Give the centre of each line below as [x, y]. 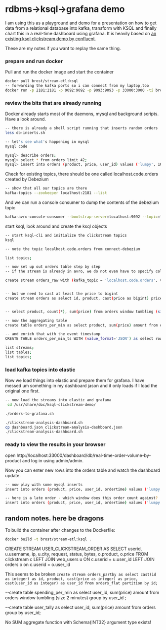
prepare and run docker [34, 61]
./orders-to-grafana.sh [30, 413]
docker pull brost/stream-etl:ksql [42, 81]
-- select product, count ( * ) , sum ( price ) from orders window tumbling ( [82, 312]
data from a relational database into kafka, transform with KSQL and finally [81, 28]
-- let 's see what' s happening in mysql [47, 142]
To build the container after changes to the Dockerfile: [60, 530]
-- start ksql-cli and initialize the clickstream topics [66, 235]
